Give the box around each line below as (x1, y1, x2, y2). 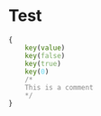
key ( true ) (24, 59, 62, 68)
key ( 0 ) (24, 67, 50, 76)
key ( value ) (24, 43, 66, 53)
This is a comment (24, 82, 94, 92)
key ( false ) (24, 51, 66, 60)
